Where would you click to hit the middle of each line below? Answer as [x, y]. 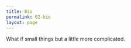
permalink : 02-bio [28, 17]
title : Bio [19, 11]
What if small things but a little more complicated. [66, 39]
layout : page [22, 22]
